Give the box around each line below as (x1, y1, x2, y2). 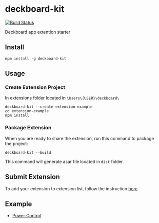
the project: (5, 141, 28, 146)
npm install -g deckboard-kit (5, 56, 67, 61)
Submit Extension (5, 173, 60, 181)
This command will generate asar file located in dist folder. (5, 159, 124, 164)
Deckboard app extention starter (5, 29, 71, 35)
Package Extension (5, 124, 52, 131)
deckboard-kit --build (5, 150, 51, 155)
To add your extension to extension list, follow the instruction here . (5, 185, 139, 191)
